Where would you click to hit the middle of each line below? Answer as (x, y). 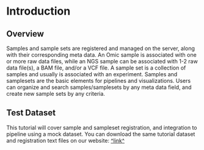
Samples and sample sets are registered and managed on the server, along (101, 48)
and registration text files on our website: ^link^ (66, 140)
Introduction (38, 11)
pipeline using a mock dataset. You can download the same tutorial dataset (101, 134)
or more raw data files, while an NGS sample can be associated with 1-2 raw (102, 61)
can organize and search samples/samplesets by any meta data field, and (99, 87)
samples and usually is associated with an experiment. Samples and (92, 74)
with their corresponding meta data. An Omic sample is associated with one (101, 55)
